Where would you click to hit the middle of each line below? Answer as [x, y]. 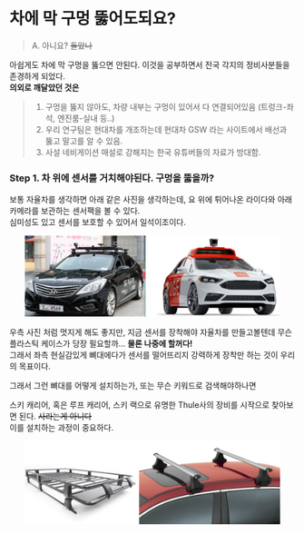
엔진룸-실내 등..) [86, 118]
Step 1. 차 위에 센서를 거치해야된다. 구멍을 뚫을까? [112, 178]
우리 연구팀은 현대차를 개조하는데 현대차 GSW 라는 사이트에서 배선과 [166, 129]
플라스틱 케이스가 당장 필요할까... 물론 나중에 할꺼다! [101, 344]
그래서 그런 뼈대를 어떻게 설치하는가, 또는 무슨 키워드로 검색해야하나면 [133, 386]
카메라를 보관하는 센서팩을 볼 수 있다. [75, 211]
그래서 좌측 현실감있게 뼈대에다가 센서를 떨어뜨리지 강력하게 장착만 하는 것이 [144, 355]
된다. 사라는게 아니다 [55, 416]
